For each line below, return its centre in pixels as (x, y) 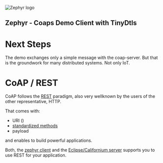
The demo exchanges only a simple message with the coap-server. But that (81, 58)
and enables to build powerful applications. (49, 140)
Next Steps (28, 44)
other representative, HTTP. (33, 102)
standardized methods (35, 126)
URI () (18, 121)
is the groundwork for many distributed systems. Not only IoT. (68, 63)
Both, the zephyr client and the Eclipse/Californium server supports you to (80, 150)
